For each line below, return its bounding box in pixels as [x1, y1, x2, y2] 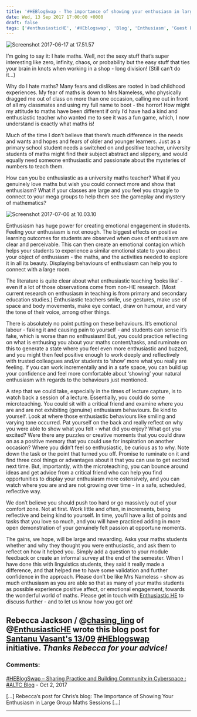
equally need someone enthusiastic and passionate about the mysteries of [6, 157, 186, 164]
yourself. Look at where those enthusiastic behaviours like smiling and [6, 413, 176, 420]
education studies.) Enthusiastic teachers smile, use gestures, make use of [6, 296, 187, 303]
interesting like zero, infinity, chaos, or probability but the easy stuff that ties [6, 59, 190, 66]
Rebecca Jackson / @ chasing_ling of [6, 615, 145, 625]
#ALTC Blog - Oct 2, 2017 [6, 681, 67, 689]
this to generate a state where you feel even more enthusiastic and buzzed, [6, 345, 188, 352]
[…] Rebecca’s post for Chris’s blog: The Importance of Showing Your [6, 693, 174, 700]
